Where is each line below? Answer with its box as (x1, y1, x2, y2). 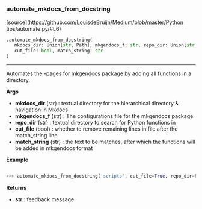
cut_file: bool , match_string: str (14, 48, 103, 54)
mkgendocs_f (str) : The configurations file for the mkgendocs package (14, 113, 194, 120)
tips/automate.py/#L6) (6, 25, 61, 32)
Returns (6, 184, 27, 191)
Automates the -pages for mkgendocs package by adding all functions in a (6, 70, 192, 77)
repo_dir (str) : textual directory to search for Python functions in (14, 119, 176, 126)
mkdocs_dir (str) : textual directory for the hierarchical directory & (14, 100, 179, 107)
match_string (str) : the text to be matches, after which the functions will (14, 138, 195, 146)
